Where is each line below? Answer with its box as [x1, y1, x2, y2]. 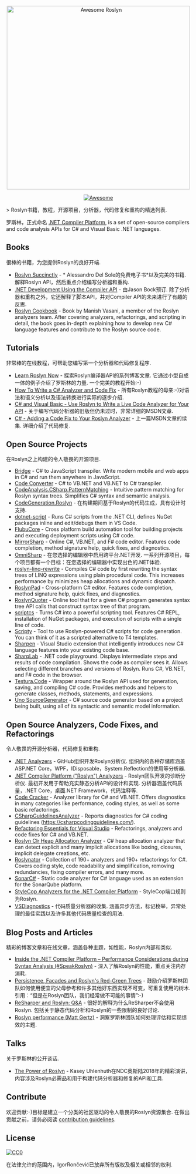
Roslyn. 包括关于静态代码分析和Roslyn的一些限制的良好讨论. [14, 1007, 160, 1014]
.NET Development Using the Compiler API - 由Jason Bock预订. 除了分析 [14, 285, 190, 293]
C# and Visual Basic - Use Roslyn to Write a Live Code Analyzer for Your [14, 400, 189, 408]
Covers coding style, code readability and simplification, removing [14, 862, 174, 869]
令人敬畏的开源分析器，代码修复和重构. [6, 745, 101, 752]
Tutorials [6, 343, 39, 353]
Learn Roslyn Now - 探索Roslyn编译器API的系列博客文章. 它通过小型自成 [14, 372, 189, 379]
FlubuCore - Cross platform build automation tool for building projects [14, 526, 183, 533]
